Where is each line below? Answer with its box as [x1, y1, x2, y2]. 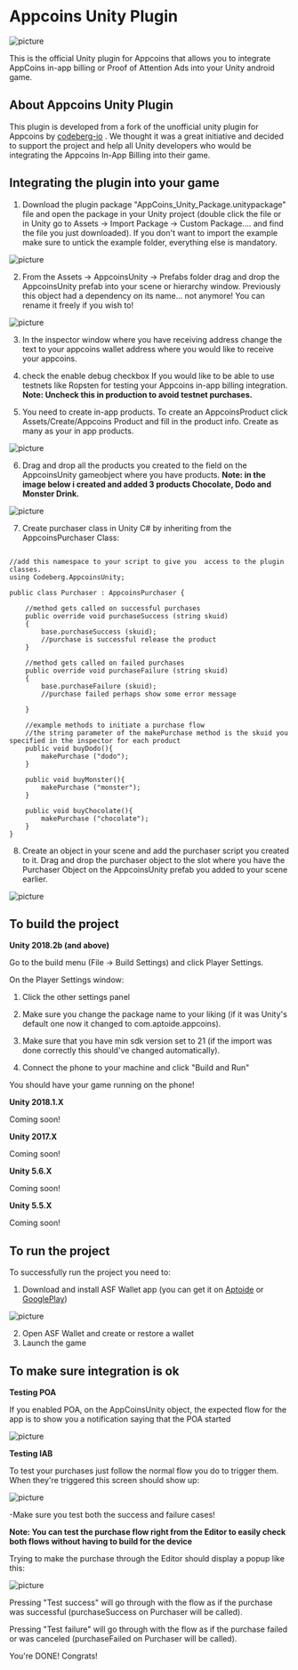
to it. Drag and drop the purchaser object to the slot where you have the [21, 854, 286, 865]
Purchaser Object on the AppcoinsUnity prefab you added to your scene [21, 864, 288, 875]
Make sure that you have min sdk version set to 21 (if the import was [21, 1036, 273, 1046]
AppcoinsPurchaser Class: [21, 532, 120, 543]
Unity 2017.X [9, 1132, 58, 1142]
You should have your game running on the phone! [9, 1079, 195, 1091]
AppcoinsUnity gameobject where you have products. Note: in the [21, 469, 266, 480]
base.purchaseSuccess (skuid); [41, 627, 157, 636]
